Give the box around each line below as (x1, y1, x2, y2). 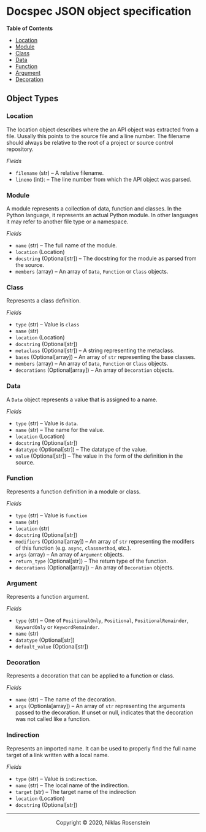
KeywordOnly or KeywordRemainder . (15, 623, 100, 631)
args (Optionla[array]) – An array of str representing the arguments (15, 703, 186, 710)
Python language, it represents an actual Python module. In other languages (6, 211, 199, 218)
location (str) (15, 525, 50, 532)
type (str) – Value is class (15, 321, 80, 328)
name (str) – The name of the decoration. (15, 696, 116, 703)
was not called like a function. (15, 715, 91, 723)
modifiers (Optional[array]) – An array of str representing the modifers (15, 537, 195, 545)
